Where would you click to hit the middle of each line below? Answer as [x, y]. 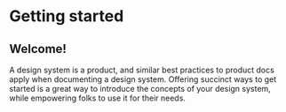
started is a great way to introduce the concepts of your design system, [140, 89]
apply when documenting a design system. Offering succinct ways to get [143, 79]
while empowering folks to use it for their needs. [98, 98]
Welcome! [38, 49]
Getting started [67, 16]
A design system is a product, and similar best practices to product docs [142, 70]
